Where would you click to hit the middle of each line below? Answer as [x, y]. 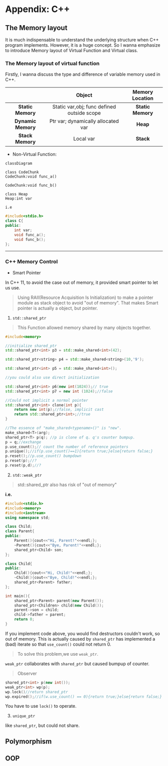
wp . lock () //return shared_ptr [37, 692]
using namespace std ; [28, 518]
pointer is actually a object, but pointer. [58, 308]
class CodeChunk [22, 172]
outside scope [84, 113]
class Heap [16, 194]
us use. [13, 287]
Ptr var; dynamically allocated [84, 121]
